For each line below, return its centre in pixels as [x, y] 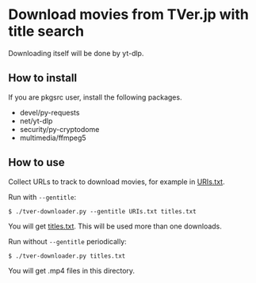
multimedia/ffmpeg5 [53, 138]
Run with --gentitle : [42, 197]
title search [46, 31]
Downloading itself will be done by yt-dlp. [76, 53]
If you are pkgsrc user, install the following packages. [95, 97]
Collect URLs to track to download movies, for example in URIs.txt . [117, 181]
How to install [43, 78]
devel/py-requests [50, 112]
